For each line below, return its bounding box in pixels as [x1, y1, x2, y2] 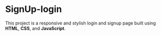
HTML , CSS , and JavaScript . [5, 25, 66, 31]
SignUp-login [5, 3, 62, 15]
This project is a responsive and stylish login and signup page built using [5, 20, 156, 26]
